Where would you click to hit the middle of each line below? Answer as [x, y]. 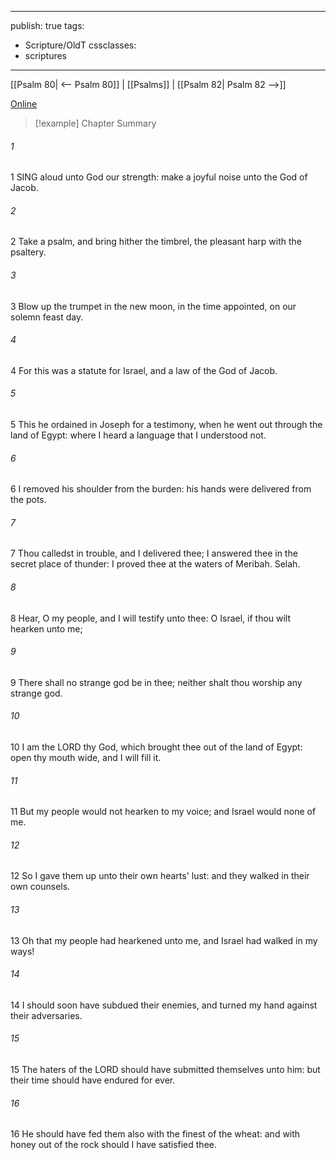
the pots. [28, 500]
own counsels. [40, 887]
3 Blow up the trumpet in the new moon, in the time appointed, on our [153, 306]
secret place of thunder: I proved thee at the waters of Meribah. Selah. [155, 564]
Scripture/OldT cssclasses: [80, 45]
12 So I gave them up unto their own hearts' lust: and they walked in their [160, 876]
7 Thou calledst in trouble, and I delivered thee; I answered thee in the [154, 553]
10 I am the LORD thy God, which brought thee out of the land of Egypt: [156, 747]
